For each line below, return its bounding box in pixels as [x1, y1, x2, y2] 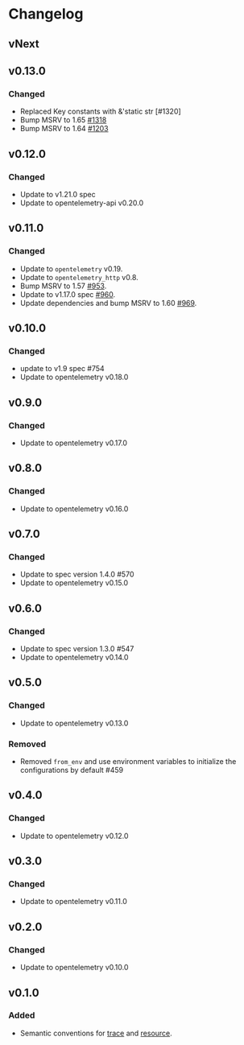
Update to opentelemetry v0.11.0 [19, 897, 127, 907]
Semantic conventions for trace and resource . [19, 1028, 173, 1038]
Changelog [8, 5, 84, 23]
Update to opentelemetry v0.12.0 [19, 831, 129, 841]
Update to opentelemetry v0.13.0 [19, 718, 129, 728]
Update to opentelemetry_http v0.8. [19, 272, 139, 282]
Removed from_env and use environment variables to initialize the [19, 757, 237, 766]
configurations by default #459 [19, 766, 123, 775]
